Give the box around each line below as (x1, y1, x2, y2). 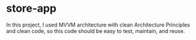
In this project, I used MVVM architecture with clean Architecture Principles (6, 21, 190, 28)
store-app (6, 2, 56, 15)
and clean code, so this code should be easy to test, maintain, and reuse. (6, 27, 185, 34)
